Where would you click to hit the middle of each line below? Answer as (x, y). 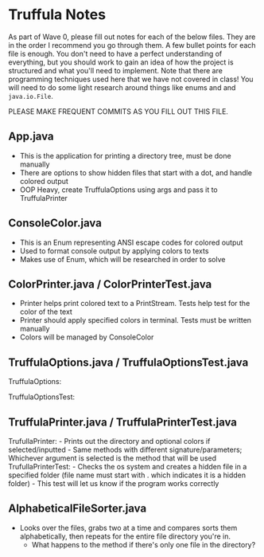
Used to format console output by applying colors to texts (114, 251)
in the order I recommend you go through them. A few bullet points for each (132, 45)
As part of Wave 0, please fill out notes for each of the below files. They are (132, 37)
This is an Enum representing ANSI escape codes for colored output (131, 242)
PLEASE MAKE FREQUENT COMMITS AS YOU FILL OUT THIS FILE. (118, 111)
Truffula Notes (57, 15)
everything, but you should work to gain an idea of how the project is (121, 62)
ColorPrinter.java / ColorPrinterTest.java (110, 284)
